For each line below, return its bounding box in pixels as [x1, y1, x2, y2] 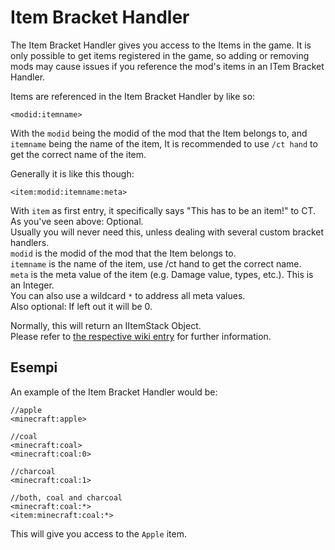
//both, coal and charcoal [10, 492, 123, 503]
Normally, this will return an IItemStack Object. [10, 319, 202, 331]
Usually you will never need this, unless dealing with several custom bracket [10, 226, 324, 238]
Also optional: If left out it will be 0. [10, 300, 153, 312]
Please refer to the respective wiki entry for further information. [10, 330, 272, 342]
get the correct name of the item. [10, 148, 147, 160]
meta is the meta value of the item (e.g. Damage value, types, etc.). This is [10, 268, 314, 280]
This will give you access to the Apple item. [10, 527, 187, 540]
